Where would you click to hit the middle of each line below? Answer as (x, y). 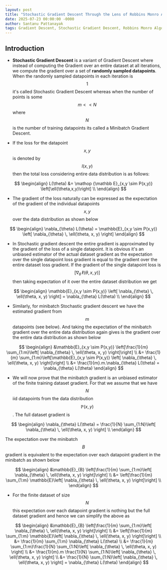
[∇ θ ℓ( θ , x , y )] (87, 273)
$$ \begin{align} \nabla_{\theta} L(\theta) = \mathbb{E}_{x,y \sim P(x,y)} (83, 228)
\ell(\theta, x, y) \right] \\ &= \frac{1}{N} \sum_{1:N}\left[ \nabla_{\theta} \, (83, 557)
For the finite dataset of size (41, 495)
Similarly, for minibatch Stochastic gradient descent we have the (78, 306)
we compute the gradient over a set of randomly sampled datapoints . (84, 71)
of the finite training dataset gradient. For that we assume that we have (85, 383)
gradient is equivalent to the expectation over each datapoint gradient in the (83, 454)
